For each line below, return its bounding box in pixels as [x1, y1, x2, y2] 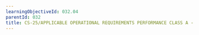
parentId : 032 [5, 14, 41, 20]
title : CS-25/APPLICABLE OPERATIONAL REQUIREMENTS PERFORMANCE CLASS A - [5, 20, 194, 26]
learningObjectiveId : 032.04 [5, 8, 79, 15]
